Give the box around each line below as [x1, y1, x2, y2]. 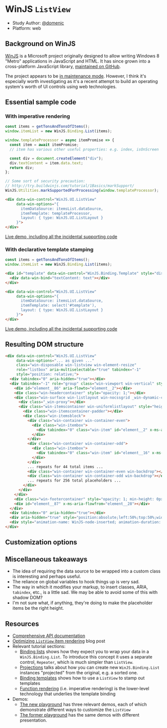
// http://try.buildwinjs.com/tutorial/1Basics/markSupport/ [5, 183, 135, 188]
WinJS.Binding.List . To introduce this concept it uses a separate [19, 653, 153, 659]
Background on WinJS [5, 40, 76, 48]
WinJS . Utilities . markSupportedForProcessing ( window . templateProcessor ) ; [5, 188, 159, 193]
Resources [5, 620, 39, 628]
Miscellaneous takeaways [5, 555, 88, 564]
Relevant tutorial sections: [12, 643, 66, 649]
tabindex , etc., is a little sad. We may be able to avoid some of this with [12, 589, 158, 595]
